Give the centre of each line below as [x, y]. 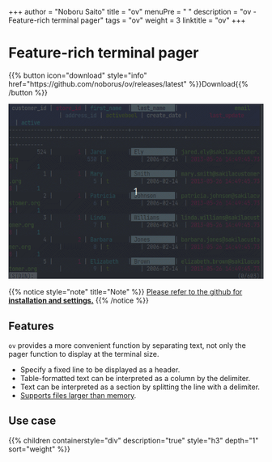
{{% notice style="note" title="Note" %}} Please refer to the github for [125, 292]
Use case [32, 421]
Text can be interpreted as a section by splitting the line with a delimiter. [140, 387]
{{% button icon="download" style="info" [78, 75]
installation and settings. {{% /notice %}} [79, 301]
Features [31, 326]
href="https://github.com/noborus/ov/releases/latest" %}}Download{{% [128, 83]
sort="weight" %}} [39, 449]
